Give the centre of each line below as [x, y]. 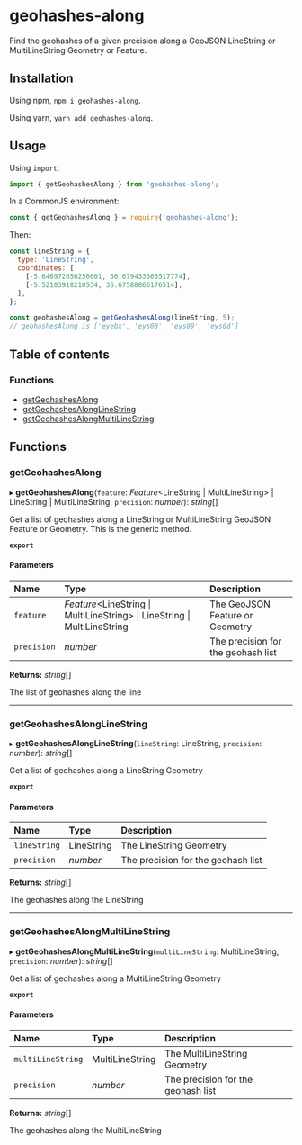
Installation [41, 79]
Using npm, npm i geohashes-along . [75, 100]
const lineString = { [50, 252]
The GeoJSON [240, 604]
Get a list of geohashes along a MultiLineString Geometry [115, 978]
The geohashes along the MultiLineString [85, 1130]
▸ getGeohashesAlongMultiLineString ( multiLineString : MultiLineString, [144, 951]
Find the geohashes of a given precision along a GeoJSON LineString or [142, 41]
